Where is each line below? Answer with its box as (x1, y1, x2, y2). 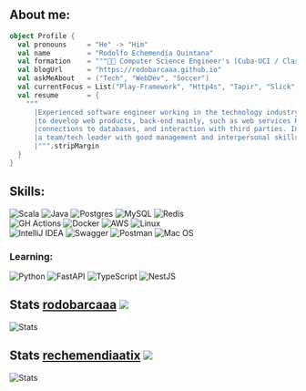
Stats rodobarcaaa (9, 297, 117, 313)
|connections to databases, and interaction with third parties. (33, 125, 287, 134)
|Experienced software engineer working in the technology (33, 108, 262, 117)
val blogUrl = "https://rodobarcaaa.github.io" (17, 66, 222, 75)
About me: (9, 7, 71, 23)
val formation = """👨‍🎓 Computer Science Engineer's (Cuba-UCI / (17, 57, 280, 67)
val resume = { (17, 90, 100, 99)
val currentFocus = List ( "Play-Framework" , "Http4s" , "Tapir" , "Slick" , (17, 82, 300, 92)
